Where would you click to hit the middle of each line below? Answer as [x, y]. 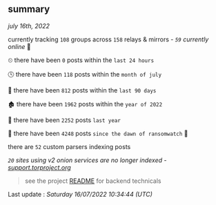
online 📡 [19, 46]
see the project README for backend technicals [93, 181]
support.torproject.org [39, 167]
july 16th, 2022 [29, 26]
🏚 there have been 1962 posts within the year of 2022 [85, 104]
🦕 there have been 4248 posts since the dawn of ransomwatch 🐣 [98, 133]
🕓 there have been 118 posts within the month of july [85, 74]
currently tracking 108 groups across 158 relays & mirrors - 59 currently [108, 39]
